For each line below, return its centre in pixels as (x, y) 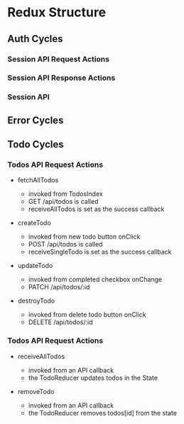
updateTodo (35, 266)
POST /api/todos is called (65, 244)
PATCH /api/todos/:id (59, 287)
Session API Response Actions (61, 78)
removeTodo (36, 391)
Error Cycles (36, 120)
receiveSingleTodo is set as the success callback (100, 252)
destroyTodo (36, 301)
